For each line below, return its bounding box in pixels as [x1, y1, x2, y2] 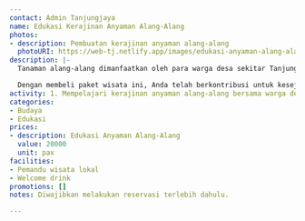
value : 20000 [17, 140, 67, 149]
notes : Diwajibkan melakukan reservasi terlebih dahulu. [9, 190, 230, 200]
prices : [9, 123, 39, 132]
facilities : [9, 156, 54, 166]
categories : [9, 97, 54, 106]
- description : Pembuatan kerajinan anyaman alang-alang [9, 38, 230, 48]
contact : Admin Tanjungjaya [9, 13, 116, 23]
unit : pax [17, 148, 54, 157]
